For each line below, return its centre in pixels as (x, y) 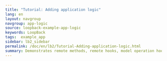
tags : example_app (25, 37)
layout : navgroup (23, 19)
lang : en (14, 14)
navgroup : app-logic (27, 23)
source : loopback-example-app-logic (43, 28)
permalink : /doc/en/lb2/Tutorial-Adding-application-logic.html (73, 46)
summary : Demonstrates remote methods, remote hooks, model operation (80, 51)
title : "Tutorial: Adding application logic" (53, 10)
